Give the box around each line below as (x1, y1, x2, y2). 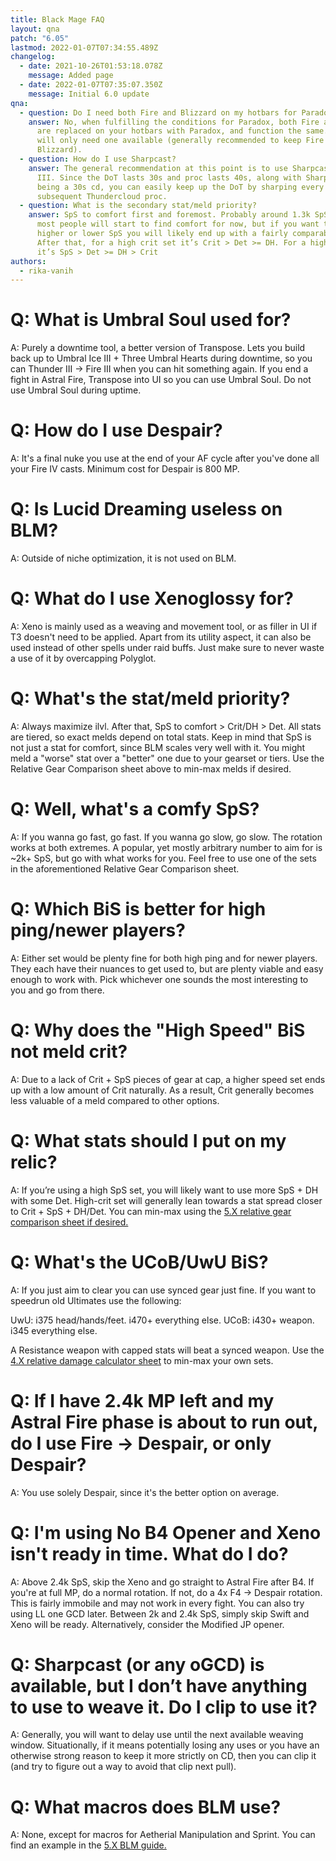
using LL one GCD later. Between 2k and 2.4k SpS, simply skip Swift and (10, 1607, 310, 1620)
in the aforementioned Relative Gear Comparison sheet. (10, 862, 240, 875)
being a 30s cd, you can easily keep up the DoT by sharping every (36, 182, 325, 192)
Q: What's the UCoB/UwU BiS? (10, 1251, 269, 1273)
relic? (10, 1151, 58, 1173)
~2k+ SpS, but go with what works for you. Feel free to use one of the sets (10, 852, 317, 864)
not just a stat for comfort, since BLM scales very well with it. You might (10, 741, 306, 753)
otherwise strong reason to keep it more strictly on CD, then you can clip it (10, 1750, 317, 1762)
